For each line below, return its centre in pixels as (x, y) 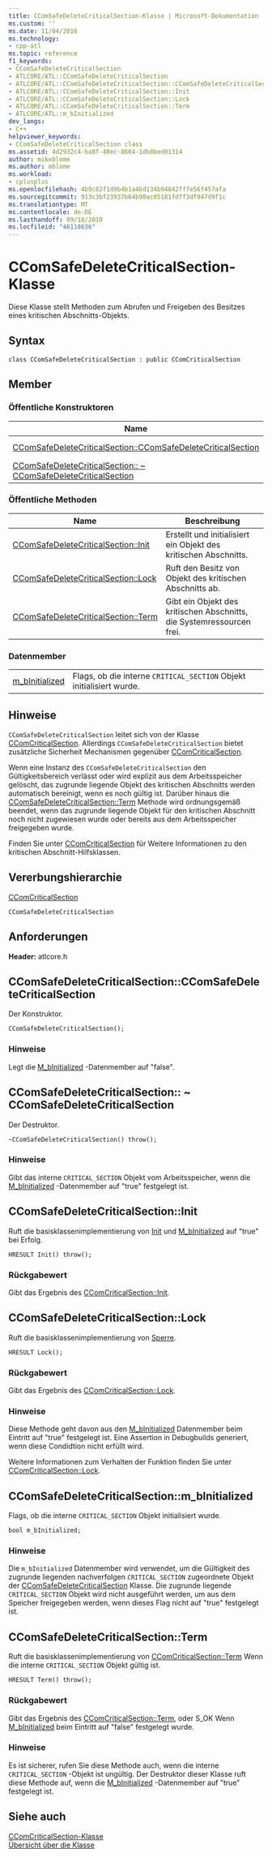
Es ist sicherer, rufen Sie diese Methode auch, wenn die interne (114, 1765)
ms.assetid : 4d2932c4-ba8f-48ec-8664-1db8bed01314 (96, 152)
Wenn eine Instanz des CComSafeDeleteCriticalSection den (107, 767)
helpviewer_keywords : (45, 136)
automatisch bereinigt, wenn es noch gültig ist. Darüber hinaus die (119, 793)
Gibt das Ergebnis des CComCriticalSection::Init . (89, 1292)
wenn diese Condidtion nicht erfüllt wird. (76, 1446)
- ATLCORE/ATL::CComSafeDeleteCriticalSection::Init (99, 91)
